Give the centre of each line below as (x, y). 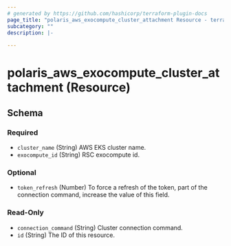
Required (23, 133)
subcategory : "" (30, 26)
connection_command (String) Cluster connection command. (100, 227)
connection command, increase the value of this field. (93, 195)
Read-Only (26, 212)
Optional (22, 172)
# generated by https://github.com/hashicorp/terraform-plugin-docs (107, 13)
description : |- (30, 33)
